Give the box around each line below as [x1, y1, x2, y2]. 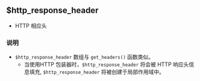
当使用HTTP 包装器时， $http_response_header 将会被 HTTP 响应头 [23, 61, 189, 68]
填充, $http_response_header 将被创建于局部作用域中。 [29, 68, 164, 76]
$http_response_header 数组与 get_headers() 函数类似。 [14, 53, 154, 61]
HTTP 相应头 [14, 22, 47, 29]
